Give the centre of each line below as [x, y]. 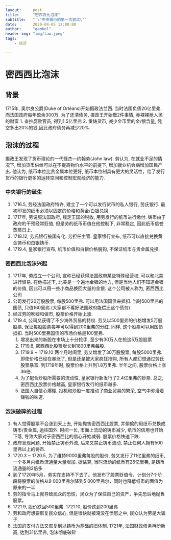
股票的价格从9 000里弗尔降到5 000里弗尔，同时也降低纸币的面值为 [92, 481]
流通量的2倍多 [28, 468]
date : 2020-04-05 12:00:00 [41, 24]
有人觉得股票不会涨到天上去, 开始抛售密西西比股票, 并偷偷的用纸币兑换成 [89, 424]
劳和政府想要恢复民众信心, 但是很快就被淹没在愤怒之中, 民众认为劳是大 [87, 513]
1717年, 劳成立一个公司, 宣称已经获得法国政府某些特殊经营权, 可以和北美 [88, 276]
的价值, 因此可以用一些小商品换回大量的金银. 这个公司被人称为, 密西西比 [88, 288]
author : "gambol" [28, 29]
